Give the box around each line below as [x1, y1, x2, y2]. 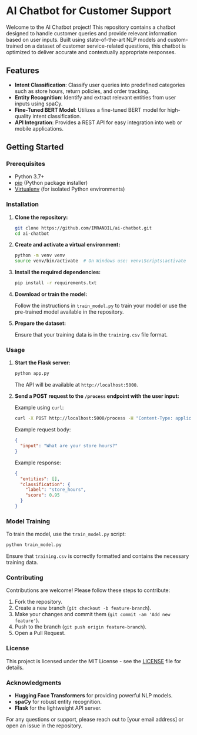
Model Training [6, 517, 51, 525]
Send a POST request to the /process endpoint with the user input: [14, 393, 179, 400]
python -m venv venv [14, 252, 65, 258]
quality [14, 112, 32, 119]
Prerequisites [6, 160, 45, 168]
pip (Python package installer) [14, 179, 88, 187]
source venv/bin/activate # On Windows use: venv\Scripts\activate [14, 258, 186, 264]
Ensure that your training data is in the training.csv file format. [14, 331, 168, 338]
